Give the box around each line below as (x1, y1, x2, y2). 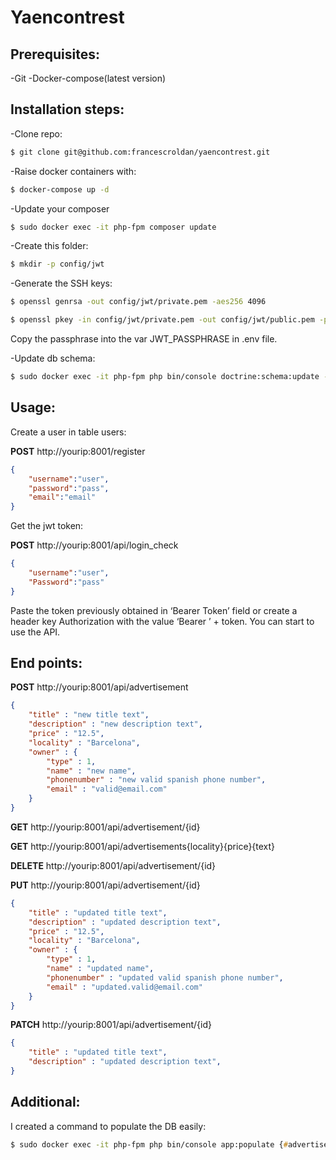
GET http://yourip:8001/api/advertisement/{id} (10, 821, 201, 833)
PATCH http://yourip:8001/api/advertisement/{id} (10, 1019, 213, 1031)
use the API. (10, 626, 61, 638)
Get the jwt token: (10, 520, 84, 532)
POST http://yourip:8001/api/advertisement (10, 681, 189, 693)
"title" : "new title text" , (28, 710, 150, 720)
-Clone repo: (10, 127, 63, 140)
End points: (10, 655, 83, 672)
